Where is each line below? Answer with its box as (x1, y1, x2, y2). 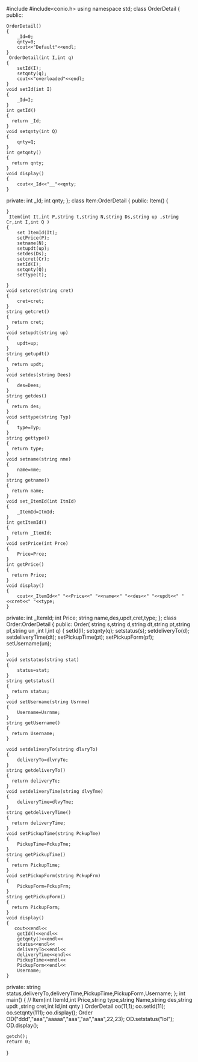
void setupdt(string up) (6, 330, 69, 336)
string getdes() (6, 393, 47, 399)
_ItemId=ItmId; (17, 509, 55, 515)
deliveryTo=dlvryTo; (17, 757, 69, 763)
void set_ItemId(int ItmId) (6, 498, 77, 505)
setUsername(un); (6, 640, 52, 647)
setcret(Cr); (17, 256, 50, 262)
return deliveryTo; (11, 778, 61, 784)
